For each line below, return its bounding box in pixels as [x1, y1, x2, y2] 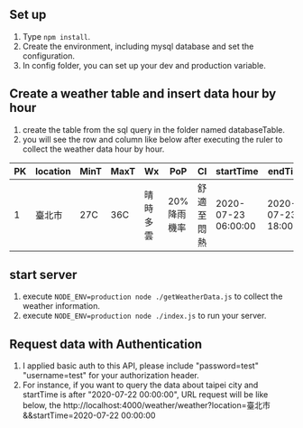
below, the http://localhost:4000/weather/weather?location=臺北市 [22, 400, 271, 411]
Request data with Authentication [9, 336, 203, 351]
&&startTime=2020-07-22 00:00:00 [22, 410, 156, 421]
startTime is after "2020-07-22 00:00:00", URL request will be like [22, 389, 269, 400]
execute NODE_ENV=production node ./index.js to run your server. [22, 311, 267, 321]
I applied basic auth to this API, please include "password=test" [22, 360, 259, 371]
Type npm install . [22, 31, 91, 42]
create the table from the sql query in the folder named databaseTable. [22, 124, 286, 135]
